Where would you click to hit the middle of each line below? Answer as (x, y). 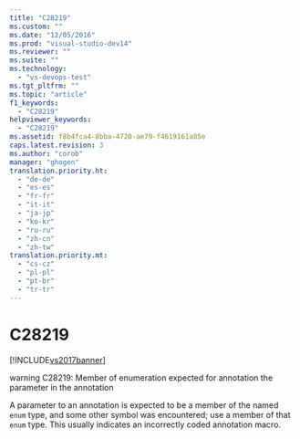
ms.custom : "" (36, 26)
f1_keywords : (34, 103)
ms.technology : (38, 69)
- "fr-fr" (36, 196)
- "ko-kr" (36, 221)
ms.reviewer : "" (40, 52)
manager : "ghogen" (44, 162)
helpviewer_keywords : (51, 120)
